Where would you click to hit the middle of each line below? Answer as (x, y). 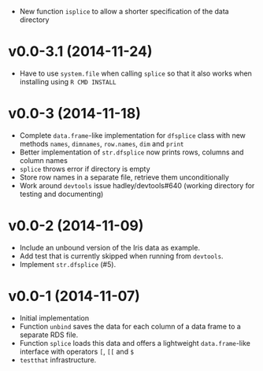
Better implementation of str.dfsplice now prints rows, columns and (131, 152)
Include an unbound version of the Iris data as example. (110, 247)
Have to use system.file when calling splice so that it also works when (135, 73)
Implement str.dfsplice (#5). (68, 264)
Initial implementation (54, 317)
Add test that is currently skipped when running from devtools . (121, 256)
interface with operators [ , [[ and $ (77, 351)
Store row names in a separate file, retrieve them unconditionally (124, 177)
